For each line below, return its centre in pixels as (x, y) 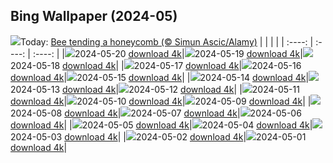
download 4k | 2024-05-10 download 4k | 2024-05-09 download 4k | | (161, 101)
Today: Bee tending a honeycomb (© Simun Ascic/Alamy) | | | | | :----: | (167, 41)
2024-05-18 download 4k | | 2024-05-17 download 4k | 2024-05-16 (156, 65)
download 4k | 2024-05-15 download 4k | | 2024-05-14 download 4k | (160, 77)
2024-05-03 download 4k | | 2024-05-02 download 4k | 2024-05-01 (158, 136)
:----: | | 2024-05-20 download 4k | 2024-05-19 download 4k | (167, 53)
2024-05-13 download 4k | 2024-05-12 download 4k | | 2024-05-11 (155, 89)
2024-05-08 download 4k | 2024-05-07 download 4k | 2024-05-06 (156, 113)
